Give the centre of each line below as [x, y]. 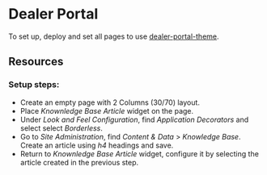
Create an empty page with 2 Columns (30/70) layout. [110, 102]
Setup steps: [34, 85]
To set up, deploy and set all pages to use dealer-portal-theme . [114, 36]
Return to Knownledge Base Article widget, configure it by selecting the [139, 153]
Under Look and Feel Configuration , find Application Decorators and [134, 119]
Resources [36, 62]
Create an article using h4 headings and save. [97, 145]
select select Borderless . [61, 128]
